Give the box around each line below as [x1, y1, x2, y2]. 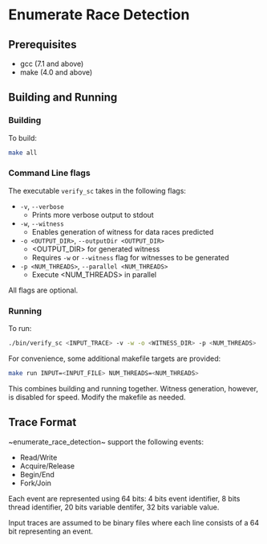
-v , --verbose [19, 201, 64, 211]
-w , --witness [19, 219, 64, 228]
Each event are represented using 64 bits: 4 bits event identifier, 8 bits [8, 493, 241, 503]
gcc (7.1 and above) [19, 59, 84, 68]
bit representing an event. [8, 526, 94, 536]
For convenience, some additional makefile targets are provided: [8, 354, 221, 363]
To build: [8, 133, 38, 142]
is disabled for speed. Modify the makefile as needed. [8, 392, 186, 402]
